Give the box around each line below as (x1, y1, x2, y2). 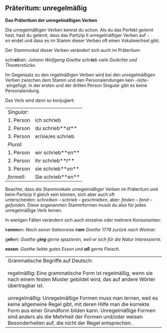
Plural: (7, 141, 23, 148)
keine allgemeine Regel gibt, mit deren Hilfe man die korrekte (7, 301, 150, 308)
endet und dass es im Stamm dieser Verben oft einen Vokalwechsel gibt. (11, 37, 160, 43)
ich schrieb (34, 117, 61, 124)
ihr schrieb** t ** (34, 157, 75, 164)
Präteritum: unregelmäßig (5, 4, 87, 12)
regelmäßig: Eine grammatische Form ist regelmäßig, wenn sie (7, 269, 153, 276)
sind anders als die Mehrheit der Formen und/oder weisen (7, 313, 143, 320)
